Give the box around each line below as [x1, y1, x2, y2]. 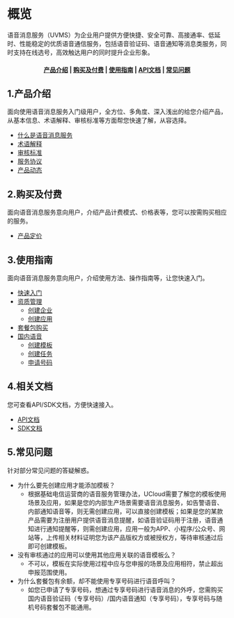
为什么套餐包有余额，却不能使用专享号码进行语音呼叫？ [17, 576, 176, 585]
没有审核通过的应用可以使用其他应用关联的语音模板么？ [17, 550, 176, 559]
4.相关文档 [7, 380, 54, 392]
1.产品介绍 [7, 88, 52, 100]
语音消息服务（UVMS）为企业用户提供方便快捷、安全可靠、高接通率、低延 [7, 31, 221, 39]
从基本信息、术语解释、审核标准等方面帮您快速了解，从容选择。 [7, 116, 190, 125]
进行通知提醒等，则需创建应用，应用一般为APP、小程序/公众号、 [33, 524, 219, 533]
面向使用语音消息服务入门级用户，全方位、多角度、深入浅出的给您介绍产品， [7, 107, 227, 116]
